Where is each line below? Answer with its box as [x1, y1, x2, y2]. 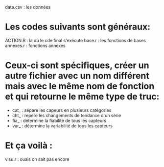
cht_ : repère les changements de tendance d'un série [12, 112, 121, 118]
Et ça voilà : [5, 140, 53, 151]
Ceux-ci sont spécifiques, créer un [5, 60, 149, 71]
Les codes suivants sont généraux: [5, 22, 151, 32]
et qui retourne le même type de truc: [5, 91, 160, 102]
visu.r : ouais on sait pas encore [5, 156, 70, 162]
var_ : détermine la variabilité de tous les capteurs [12, 122, 113, 129]
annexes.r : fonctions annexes [5, 43, 66, 48]
